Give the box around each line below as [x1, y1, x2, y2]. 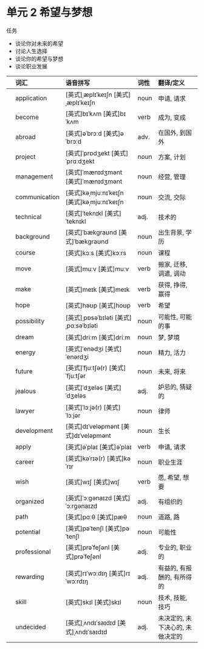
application [15, 94, 47, 102]
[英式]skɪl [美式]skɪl [66, 598, 121, 606]
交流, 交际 [157, 193, 186, 202]
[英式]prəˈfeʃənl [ [66, 543, 114, 552]
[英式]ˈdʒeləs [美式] [66, 383, 122, 391]
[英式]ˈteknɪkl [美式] [66, 209, 121, 217]
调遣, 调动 [157, 269, 186, 278]
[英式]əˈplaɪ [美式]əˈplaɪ [66, 443, 132, 451]
